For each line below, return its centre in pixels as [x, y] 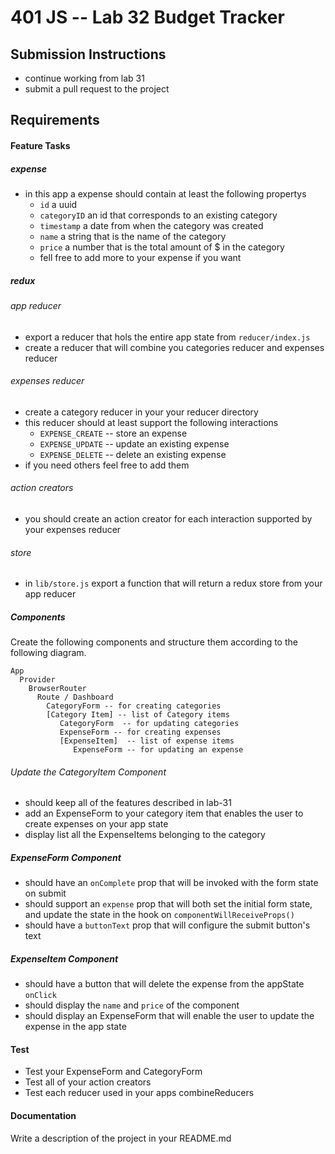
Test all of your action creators [88, 1082]
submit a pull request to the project [97, 89]
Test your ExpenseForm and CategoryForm [113, 1072]
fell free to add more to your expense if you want [140, 257]
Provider [37, 680]
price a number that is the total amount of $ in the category [162, 247]
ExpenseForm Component [66, 857]
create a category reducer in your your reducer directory [141, 412]
